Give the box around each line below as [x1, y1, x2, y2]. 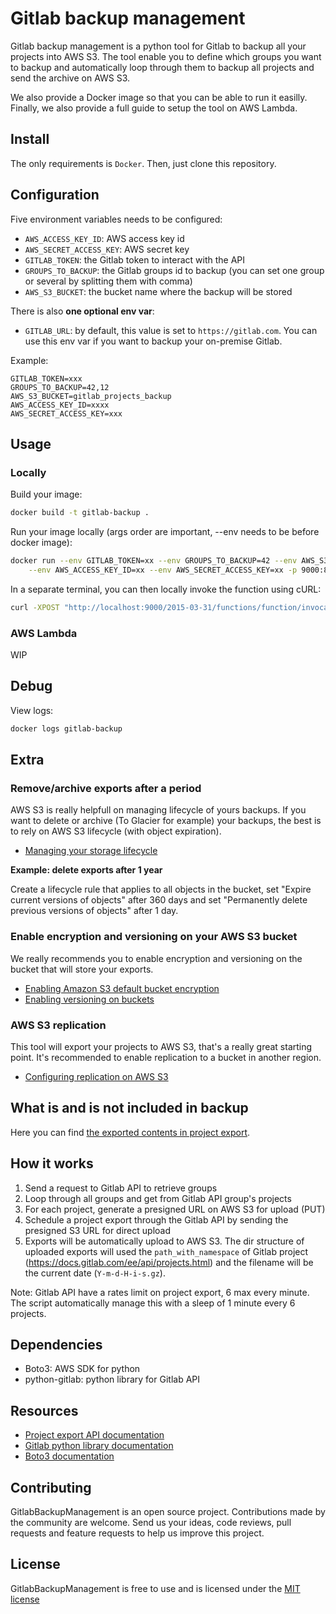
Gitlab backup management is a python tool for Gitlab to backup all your [10, 40, 307, 52]
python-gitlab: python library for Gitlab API [24, 1373, 201, 1386]
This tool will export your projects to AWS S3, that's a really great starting [10, 1041, 313, 1053]
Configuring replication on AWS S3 [24, 1071, 169, 1083]
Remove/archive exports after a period [10, 782, 202, 796]
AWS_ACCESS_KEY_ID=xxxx [10, 400, 110, 410]
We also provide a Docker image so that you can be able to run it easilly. [10, 91, 308, 103]
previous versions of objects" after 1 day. [10, 905, 179, 917]
